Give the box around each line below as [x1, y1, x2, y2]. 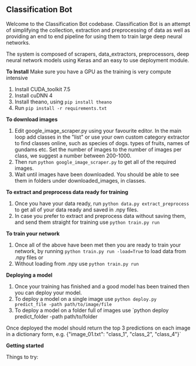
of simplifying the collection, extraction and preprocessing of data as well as [6, 26, 190, 33]
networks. [6, 39, 30, 46]
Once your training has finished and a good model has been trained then [14, 283, 190, 290]
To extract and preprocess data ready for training [6, 188, 129, 196]
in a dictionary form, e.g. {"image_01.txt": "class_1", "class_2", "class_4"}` [6, 330, 181, 337]
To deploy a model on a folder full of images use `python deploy [14, 307, 169, 314]
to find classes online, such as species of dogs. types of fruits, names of [14, 139, 190, 146]
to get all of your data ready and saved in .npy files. [14, 206, 139, 213]
